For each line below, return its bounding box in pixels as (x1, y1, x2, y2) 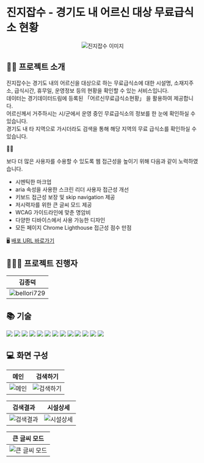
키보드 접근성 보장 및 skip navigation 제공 (15, 193, 115, 200)
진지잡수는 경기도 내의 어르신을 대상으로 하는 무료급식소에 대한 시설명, (6, 79, 173, 86)
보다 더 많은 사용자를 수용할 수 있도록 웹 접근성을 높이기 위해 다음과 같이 (6, 157, 177, 165)
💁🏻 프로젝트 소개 (6, 62, 65, 72)
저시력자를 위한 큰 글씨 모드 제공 (15, 201, 92, 208)
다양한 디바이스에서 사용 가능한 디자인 (15, 216, 106, 224)
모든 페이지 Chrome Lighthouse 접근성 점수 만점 (15, 224, 132, 231)
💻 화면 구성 (6, 350, 48, 360)
